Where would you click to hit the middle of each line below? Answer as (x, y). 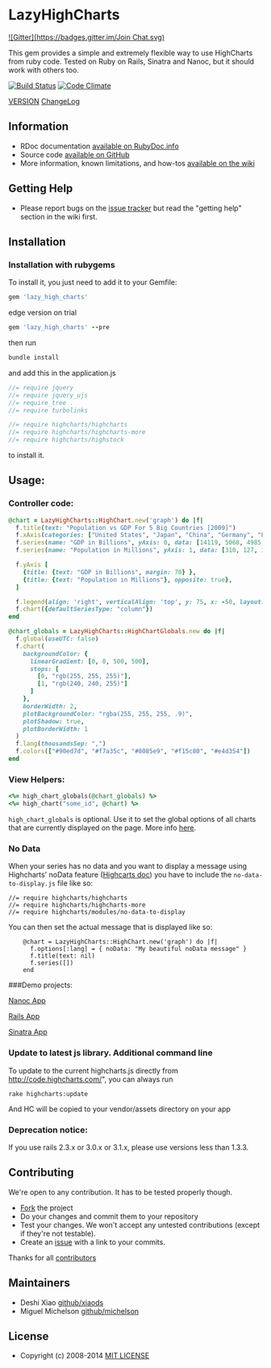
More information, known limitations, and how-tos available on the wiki (138, 163)
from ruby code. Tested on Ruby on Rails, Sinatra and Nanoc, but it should (131, 61)
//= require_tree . (41, 402)
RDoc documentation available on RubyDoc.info (99, 146)
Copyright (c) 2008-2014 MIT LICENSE (85, 1356)
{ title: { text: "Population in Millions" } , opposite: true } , (127, 580)
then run (23, 343)
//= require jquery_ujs (48, 395)
